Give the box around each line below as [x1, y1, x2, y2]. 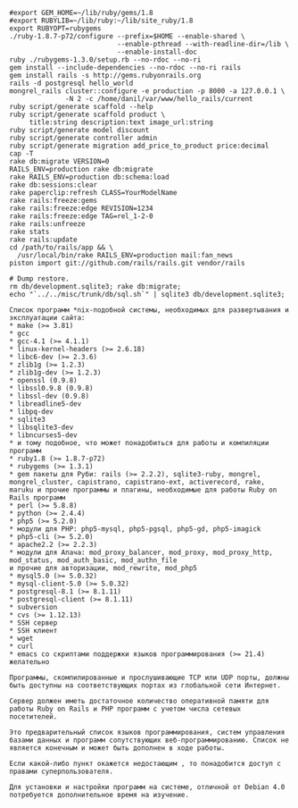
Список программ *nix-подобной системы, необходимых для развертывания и [9, 306, 290, 315]
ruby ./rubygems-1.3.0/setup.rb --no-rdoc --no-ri [9, 55, 202, 64]
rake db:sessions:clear [9, 181, 98, 189]
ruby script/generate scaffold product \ [9, 110, 166, 119]
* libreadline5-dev [9, 400, 82, 408]
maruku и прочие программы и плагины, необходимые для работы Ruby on [9, 485, 277, 494]
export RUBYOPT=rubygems [9, 24, 102, 33]
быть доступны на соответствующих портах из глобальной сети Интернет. [9, 681, 281, 690]
